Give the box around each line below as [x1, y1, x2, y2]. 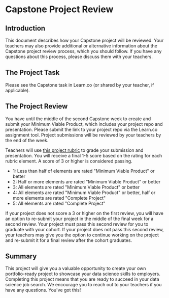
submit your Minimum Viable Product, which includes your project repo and [5, 121, 163, 127]
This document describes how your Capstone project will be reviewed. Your [5, 37, 164, 43]
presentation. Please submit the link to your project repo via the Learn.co [5, 126, 158, 132]
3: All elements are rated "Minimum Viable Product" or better [12, 184, 140, 190]
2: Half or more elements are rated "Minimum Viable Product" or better [12, 178, 161, 184]
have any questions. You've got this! [5, 287, 81, 293]
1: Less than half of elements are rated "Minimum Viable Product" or [12, 168, 155, 174]
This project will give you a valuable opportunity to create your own [5, 265, 146, 272]
